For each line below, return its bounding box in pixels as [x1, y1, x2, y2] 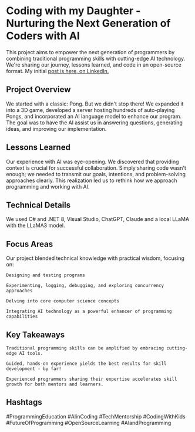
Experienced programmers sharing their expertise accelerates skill [6, 376, 177, 382]
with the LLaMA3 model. [6, 222, 66, 229]
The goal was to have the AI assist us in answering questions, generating [6, 119, 183, 126]
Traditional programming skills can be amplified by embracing [6, 345, 164, 351]
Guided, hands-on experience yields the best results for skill [6, 361, 167, 367]
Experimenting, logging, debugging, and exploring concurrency [6, 283, 164, 289]
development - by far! [6, 366, 62, 372]
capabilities [6, 314, 38, 319]
